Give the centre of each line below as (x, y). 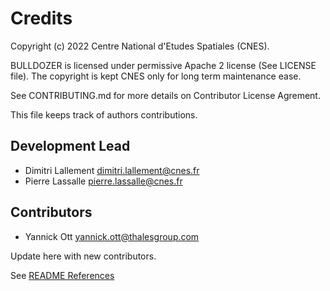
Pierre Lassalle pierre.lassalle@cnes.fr (103, 181)
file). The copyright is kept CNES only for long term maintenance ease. (156, 76)
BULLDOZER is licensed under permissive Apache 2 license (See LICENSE (163, 65)
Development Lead (70, 146)
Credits (41, 18)
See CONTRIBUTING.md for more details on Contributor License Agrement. (165, 95)
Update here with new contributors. (83, 256)
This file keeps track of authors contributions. (104, 114)
